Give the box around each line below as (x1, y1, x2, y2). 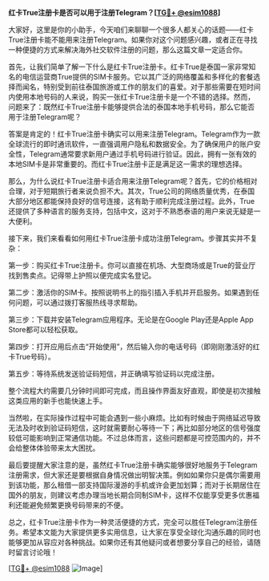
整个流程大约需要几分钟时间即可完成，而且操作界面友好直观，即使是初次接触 (8, 386, 261, 396)
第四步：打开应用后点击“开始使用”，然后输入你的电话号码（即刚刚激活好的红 (8, 342, 260, 351)
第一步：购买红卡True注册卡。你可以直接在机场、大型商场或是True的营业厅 (8, 261, 256, 270)
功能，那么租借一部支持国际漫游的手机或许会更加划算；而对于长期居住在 (22, 481, 261, 490)
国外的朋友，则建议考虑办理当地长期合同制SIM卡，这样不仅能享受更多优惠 (8, 490, 253, 500)
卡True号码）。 (8, 352, 55, 361)
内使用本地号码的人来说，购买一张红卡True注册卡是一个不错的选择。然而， (8, 92, 255, 101)
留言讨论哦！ (14, 547, 58, 557)
